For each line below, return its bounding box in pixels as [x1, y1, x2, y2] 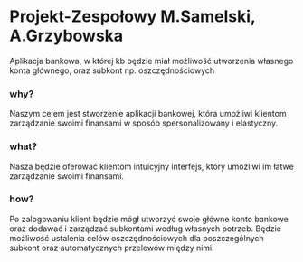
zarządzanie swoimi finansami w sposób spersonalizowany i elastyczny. [9, 117, 279, 128]
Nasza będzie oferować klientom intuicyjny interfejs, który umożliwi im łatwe [9, 161, 294, 172]
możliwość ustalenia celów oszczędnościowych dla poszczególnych [9, 232, 264, 243]
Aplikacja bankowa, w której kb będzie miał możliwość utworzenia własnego [9, 55, 294, 66]
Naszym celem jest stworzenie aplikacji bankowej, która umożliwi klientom [9, 108, 287, 119]
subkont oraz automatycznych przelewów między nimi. [9, 242, 214, 253]
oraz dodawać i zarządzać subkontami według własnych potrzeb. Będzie [9, 223, 282, 234]
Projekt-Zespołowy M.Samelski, [9, 6, 256, 27]
